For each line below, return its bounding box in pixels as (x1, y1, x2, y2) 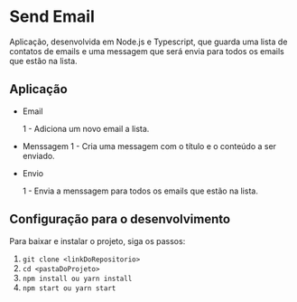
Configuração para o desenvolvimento (9, 212, 231, 227)
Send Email (9, 6, 95, 27)
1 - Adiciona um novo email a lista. (22, 123, 150, 134)
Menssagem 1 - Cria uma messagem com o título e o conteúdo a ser (22, 140, 277, 151)
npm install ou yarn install (22, 274, 133, 283)
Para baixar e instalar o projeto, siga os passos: (9, 235, 186, 246)
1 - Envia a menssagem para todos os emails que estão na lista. (22, 185, 259, 196)
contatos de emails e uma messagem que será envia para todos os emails (9, 45, 284, 56)
